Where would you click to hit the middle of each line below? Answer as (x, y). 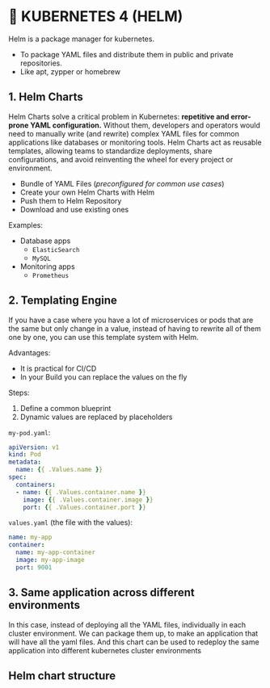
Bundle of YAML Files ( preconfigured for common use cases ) (122, 183)
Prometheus (51, 275)
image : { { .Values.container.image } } (88, 500)
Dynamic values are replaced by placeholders (96, 417)
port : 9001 (34, 567)
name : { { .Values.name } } (59, 470)
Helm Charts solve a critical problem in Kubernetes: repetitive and (119, 116)
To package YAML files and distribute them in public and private (127, 54)
